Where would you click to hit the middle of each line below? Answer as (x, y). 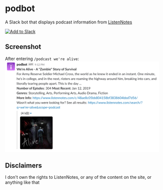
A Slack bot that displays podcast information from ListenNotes (69, 22)
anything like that (22, 182)
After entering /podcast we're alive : (42, 59)
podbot (20, 9)
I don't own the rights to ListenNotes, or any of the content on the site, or (78, 177)
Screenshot (23, 47)
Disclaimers (24, 165)
